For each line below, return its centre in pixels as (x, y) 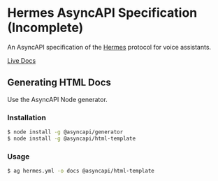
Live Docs (22, 60)
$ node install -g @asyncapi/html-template (72, 138)
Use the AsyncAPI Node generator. (58, 99)
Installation (27, 117)
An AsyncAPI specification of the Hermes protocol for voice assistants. (109, 47)
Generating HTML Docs (59, 83)
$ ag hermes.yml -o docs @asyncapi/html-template (81, 171)
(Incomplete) (45, 28)
